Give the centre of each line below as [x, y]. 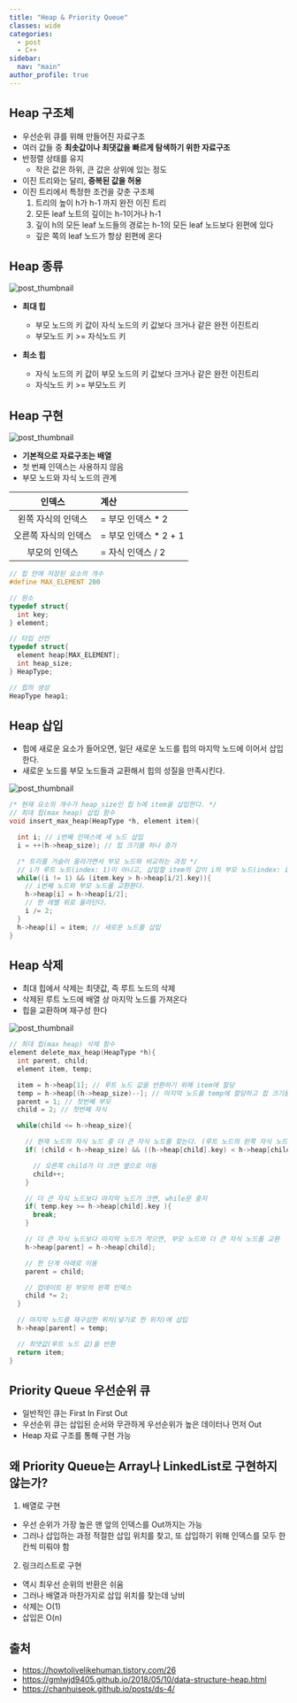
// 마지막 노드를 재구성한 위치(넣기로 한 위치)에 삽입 [103, 1320]
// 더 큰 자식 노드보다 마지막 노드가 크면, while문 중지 [116, 1198]
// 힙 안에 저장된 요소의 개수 [57, 574]
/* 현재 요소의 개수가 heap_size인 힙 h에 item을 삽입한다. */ [113, 805]
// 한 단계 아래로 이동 [61, 1263]
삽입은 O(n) [42, 1618]
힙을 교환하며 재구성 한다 [65, 1010]
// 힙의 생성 [30, 687]
